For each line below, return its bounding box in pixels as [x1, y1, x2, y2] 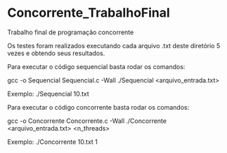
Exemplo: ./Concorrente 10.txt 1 [7, 138, 98, 146]
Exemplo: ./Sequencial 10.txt [7, 89, 89, 98]
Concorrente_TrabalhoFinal [7, 5, 170, 21]
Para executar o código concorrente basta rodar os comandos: [7, 103, 190, 111]
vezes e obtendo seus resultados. [7, 49, 105, 57]
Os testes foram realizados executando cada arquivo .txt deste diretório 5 [7, 41, 221, 50]
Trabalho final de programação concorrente [7, 28, 134, 36]
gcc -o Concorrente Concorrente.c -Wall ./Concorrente [7, 117, 167, 125]
